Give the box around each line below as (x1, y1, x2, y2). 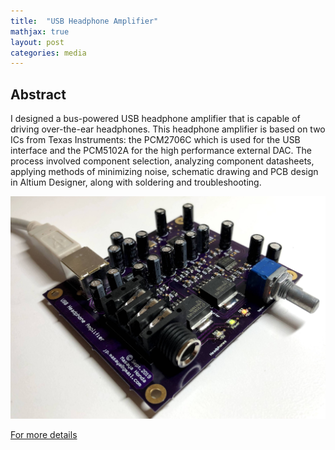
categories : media (10, 48, 87, 58)
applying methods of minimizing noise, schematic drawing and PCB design (10, 166, 319, 178)
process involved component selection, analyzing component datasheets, (10, 155, 315, 167)
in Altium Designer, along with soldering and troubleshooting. (10, 176, 262, 189)
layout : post (10, 37, 65, 47)
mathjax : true (10, 26, 70, 37)
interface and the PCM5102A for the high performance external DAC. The (10, 145, 313, 157)
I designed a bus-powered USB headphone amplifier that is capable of (10, 113, 301, 125)
